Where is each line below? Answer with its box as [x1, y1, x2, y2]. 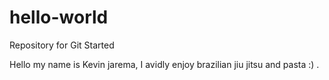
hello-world [9, 6, 109, 29]
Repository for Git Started [9, 39, 115, 51]
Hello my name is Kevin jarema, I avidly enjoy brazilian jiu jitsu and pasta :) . [9, 58, 320, 70]
